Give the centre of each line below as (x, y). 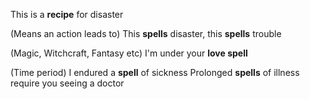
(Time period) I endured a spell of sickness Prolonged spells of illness (155, 72)
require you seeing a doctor (67, 83)
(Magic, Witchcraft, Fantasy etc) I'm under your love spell (129, 53)
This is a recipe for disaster (67, 14)
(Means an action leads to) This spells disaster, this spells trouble (146, 33)
